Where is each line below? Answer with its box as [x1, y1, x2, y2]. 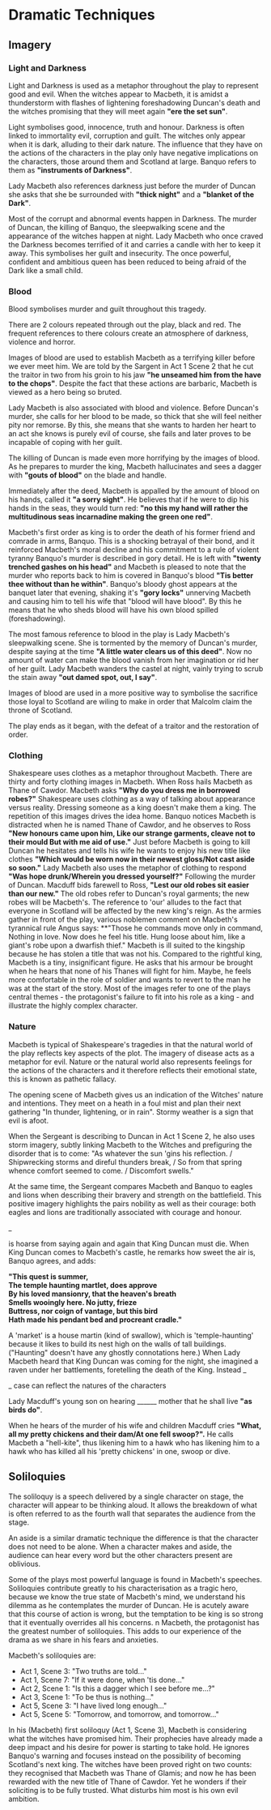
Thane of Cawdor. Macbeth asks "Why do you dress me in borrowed [8, 785, 240, 795]
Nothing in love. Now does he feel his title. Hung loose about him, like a [8, 932, 246, 942]
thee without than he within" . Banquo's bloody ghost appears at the [8, 580, 238, 589]
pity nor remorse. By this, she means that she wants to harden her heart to [8, 420, 256, 430]
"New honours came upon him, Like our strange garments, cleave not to [8, 828, 256, 838]
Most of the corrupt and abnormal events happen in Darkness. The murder [8, 213, 257, 224]
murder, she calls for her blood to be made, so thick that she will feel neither [8, 412, 262, 421]
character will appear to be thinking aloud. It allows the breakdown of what [8, 1500, 257, 1509]
